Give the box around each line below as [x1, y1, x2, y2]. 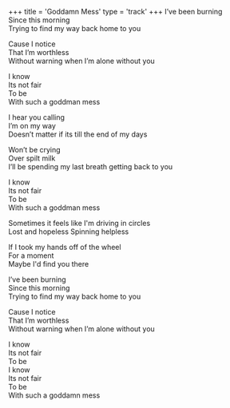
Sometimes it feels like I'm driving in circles [8, 219, 151, 228]
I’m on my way [8, 121, 56, 130]
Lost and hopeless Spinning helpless [8, 227, 129, 236]
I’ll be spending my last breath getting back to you [8, 162, 173, 171]
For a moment [8, 251, 54, 260]
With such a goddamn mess [8, 390, 101, 400]
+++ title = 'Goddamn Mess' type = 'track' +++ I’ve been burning [8, 7, 223, 16]
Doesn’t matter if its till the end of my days [8, 129, 148, 139]
